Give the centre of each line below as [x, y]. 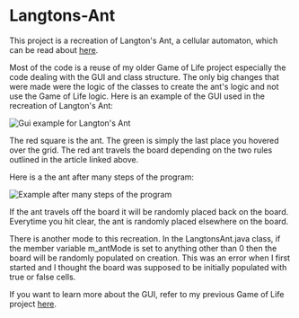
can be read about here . [54, 49]
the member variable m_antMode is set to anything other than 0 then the [143, 248]
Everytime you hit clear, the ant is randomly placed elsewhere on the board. [149, 221]
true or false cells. [43, 277]
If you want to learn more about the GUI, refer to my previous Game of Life [147, 294]
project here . [33, 304]
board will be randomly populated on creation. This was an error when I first [149, 258]
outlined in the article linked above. [74, 159]
